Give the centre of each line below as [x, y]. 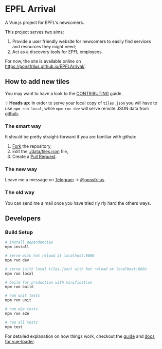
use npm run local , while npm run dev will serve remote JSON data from [77, 108]
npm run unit [18, 300]
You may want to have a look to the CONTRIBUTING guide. [64, 93]
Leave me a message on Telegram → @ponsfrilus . [55, 180]
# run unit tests [23, 296]
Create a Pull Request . [34, 156]
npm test [14, 327]
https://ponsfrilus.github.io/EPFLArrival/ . [45, 66]
